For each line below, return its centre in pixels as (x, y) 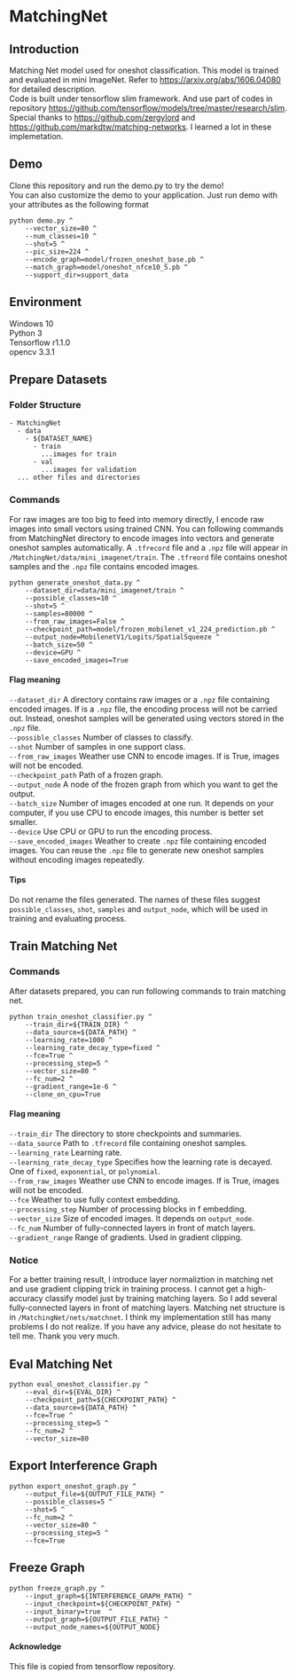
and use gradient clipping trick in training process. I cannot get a (127, 1289)
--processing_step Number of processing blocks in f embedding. (128, 1209)
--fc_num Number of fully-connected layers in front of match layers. (133, 1228)
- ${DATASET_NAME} (59, 439)
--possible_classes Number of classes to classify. (101, 737)
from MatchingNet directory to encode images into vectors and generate (142, 538)
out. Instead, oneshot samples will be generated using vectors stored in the (147, 718)
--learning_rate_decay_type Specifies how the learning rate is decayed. (141, 1162)
